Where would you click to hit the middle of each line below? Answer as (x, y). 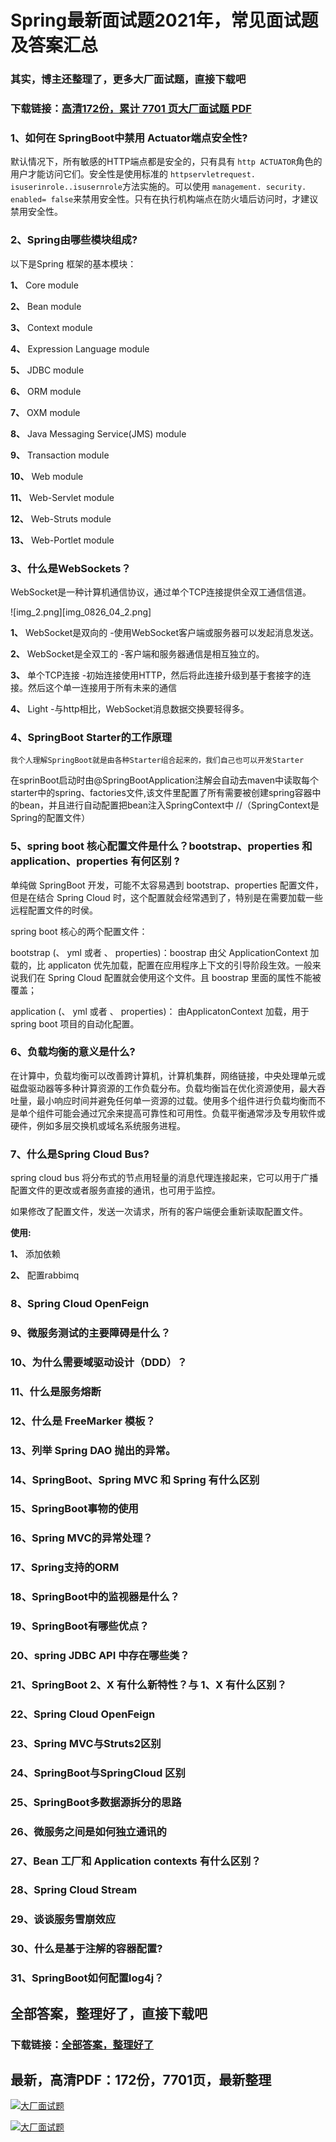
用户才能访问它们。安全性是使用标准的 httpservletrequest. (133, 174)
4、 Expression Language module (80, 348)
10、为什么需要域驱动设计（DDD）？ (99, 1362)
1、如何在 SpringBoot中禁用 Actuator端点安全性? (129, 138)
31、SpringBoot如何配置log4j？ (87, 1978)
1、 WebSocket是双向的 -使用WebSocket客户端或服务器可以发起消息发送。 (164, 632)
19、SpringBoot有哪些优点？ (80, 1626)
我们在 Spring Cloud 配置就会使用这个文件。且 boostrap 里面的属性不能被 (170, 977)
